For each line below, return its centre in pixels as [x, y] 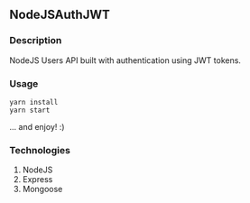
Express [37, 180]
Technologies [40, 150]
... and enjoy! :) [37, 126]
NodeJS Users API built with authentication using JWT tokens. [125, 60]
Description [36, 41]
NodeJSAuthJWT [60, 15]
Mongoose [42, 189]
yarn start [30, 110]
